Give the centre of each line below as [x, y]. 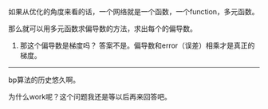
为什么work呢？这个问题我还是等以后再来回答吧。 [90, 97]
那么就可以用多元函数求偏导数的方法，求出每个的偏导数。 [102, 29]
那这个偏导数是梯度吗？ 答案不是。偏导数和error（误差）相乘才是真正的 [137, 45]
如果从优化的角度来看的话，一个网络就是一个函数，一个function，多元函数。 [134, 12]
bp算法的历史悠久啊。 [44, 80]
